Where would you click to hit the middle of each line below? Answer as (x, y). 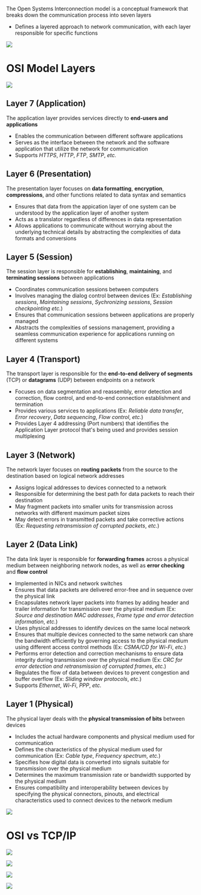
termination (29, 405)
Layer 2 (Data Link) (42, 545)
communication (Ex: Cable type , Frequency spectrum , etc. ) (88, 755)
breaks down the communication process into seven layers (79, 15)
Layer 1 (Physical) (40, 704)
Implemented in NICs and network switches (68, 583)
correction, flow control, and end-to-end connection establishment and (103, 398)
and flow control (27, 571)
